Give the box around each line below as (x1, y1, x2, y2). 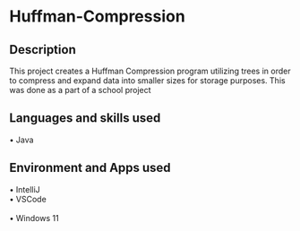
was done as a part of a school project (9, 85, 151, 95)
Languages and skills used (9, 110, 161, 126)
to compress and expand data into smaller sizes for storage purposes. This (9, 75, 286, 86)
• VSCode (9, 193, 47, 204)
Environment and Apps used (9, 160, 172, 175)
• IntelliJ (9, 184, 40, 194)
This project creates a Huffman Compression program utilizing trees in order (9, 65, 291, 76)
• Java (9, 134, 34, 145)
